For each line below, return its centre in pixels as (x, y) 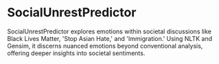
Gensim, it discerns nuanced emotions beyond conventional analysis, (105, 46)
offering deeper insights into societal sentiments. (76, 53)
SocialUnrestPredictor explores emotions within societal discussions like (109, 31)
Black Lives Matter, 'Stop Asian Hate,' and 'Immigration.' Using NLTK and (110, 38)
